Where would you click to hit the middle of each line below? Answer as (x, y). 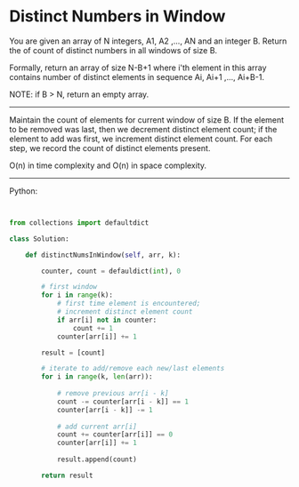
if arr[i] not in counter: (107, 320)
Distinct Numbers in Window (117, 16)
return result (67, 475)
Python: (24, 191)
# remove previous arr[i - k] (113, 394)
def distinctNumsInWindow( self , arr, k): (103, 255)
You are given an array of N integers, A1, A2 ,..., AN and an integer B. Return (148, 41)
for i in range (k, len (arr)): (97, 377)
